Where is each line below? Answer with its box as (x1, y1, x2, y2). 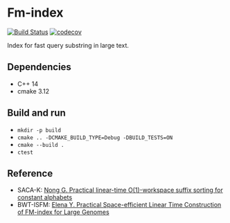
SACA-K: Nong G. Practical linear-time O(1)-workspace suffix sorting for (17, 186, 223, 195)
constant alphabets (17, 193, 73, 202)
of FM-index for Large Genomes (17, 208, 109, 216)
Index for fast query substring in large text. (7, 41, 130, 49)
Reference (7, 168, 53, 179)
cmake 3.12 (17, 87, 50, 95)
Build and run (7, 107, 66, 119)
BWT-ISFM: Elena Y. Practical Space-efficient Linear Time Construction (17, 201, 222, 209)
